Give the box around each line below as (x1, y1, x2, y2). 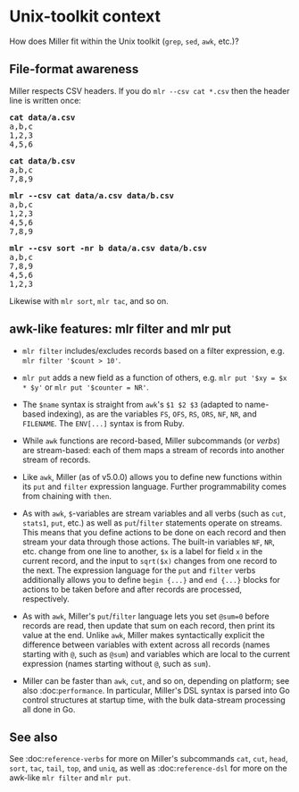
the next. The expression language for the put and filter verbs (21, 565, 256, 576)
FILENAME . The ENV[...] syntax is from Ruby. (21, 417, 185, 428)
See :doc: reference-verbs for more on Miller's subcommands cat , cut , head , (9, 754, 288, 764)
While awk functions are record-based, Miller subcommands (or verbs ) (21, 435, 281, 446)
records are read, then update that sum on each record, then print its (21, 619, 275, 631)
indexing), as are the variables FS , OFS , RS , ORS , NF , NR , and (47, 409, 257, 419)
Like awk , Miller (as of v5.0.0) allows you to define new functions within (21, 471, 283, 482)
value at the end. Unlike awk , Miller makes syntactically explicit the (21, 629, 265, 640)
